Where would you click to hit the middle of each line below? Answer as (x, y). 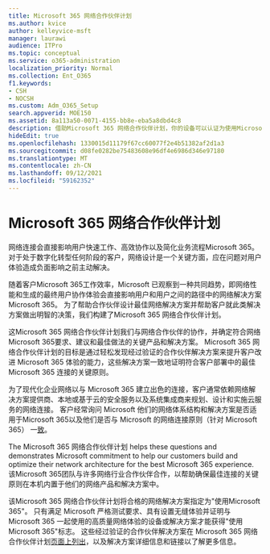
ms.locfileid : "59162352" (51, 181)
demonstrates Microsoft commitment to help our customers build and (123, 456)
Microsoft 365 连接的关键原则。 (61, 372)
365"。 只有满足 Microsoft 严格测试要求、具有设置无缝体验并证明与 (120, 511)
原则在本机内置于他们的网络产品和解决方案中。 (86, 484)
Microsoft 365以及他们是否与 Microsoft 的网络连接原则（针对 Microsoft (139, 419)
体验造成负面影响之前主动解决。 (61, 267)
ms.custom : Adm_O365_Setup (53, 106)
